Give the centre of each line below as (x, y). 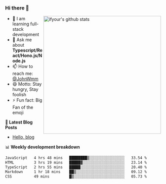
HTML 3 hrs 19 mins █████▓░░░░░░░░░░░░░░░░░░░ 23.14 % (76, 163)
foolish (19, 95)
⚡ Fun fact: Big (27, 100)
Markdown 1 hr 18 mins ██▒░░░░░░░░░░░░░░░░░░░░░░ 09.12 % (76, 172)
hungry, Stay (25, 89)
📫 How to (22, 66)
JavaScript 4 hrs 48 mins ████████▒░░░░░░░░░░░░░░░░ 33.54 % (76, 158)
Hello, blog (23, 137)
